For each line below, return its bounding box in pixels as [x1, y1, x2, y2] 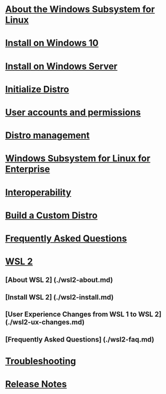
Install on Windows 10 [5, 37, 99, 49]
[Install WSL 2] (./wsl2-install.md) [5, 293, 114, 301]
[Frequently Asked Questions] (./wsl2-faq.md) [5, 335, 154, 344]
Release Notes [5, 378, 67, 389]
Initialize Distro [5, 83, 69, 95]
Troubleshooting [5, 355, 76, 367]
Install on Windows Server [5, 61, 118, 72]
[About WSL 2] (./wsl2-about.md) [5, 276, 113, 285]
